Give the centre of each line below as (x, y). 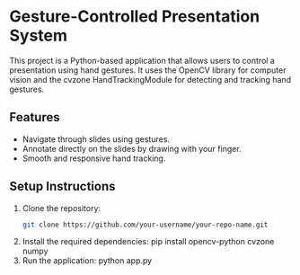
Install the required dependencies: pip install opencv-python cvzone (148, 242)
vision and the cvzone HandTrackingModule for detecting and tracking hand (150, 79)
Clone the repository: (62, 208)
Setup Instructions (62, 186)
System (39, 35)
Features (35, 117)
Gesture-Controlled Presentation (135, 17)
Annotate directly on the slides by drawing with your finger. (132, 148)
